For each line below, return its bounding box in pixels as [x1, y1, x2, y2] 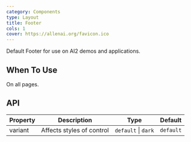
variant [9, 126, 29, 134]
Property [9, 116, 36, 124]
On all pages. [6, 80, 39, 87]
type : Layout [6, 14, 39, 20]
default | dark [114, 126, 155, 134]
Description [58, 116, 92, 124]
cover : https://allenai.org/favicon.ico [6, 31, 110, 37]
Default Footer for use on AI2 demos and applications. [6, 47, 140, 55]
